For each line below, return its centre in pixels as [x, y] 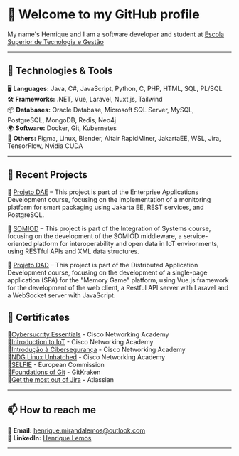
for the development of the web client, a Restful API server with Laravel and [118, 287]
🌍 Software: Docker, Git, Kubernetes [62, 128]
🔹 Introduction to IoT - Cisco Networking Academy [80, 342]
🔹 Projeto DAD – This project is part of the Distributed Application [103, 265]
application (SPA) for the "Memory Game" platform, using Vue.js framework [118, 280]
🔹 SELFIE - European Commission [56, 365]
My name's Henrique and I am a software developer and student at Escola [116, 34]
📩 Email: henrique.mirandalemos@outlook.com [76, 430]
